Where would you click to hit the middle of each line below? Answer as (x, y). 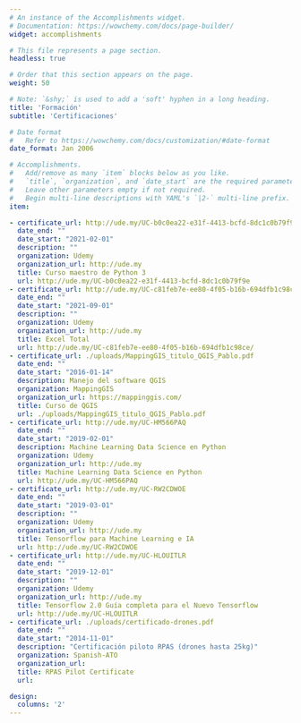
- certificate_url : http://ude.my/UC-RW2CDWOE (98, 489)
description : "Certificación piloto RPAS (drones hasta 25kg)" (138, 647)
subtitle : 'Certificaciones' (64, 116)
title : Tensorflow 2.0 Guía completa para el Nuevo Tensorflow (138, 605)
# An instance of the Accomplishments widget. (98, 17)
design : (24, 696)
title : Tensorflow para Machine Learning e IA (106, 539)
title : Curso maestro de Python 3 (82, 272)
